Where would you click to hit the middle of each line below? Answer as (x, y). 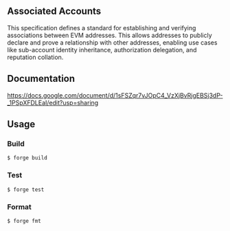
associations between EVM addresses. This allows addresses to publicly (110, 35)
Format (20, 207)
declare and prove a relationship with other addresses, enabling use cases (112, 42)
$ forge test (26, 189)
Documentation (41, 79)
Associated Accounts (54, 11)
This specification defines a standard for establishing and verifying (102, 27)
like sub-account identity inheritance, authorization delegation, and (102, 49)
